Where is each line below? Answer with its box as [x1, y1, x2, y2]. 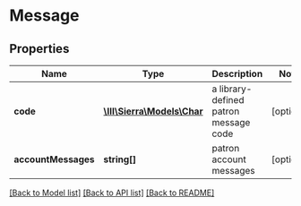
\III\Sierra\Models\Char [103, 105, 203, 117]
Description [211, 68, 263, 80]
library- [219, 82, 253, 95]
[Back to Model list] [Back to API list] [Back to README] [9, 187, 215, 198]
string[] [103, 153, 137, 166]
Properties [9, 41, 70, 56]
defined [211, 94, 245, 106]
